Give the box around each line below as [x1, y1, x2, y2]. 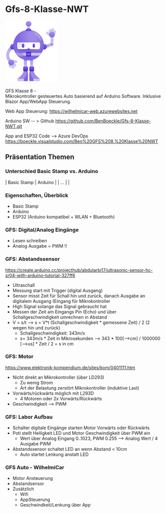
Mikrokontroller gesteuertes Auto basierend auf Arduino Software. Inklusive [5, 93, 161, 99]
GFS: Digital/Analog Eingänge [5, 226, 79, 233]
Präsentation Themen [5, 153, 75, 161]
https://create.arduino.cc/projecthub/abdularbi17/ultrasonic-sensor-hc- [5, 267, 153, 273]
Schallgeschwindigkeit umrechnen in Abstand [12, 314, 107, 320]
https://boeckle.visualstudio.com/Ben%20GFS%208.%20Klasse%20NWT [5, 138, 158, 144]
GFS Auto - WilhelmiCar [5, 464, 64, 471]
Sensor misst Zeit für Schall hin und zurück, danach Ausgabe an [12, 292, 145, 299]
